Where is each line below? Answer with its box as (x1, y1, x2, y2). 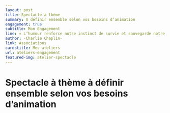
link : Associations (5, 41, 47, 46)
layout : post (5, 7, 33, 13)
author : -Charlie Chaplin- (5, 36, 63, 41)
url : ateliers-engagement (5, 50, 60, 55)
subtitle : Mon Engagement (5, 26, 60, 32)
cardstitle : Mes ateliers (5, 45, 60, 50)
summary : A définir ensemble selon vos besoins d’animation (5, 17, 136, 22)
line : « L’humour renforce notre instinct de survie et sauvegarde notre (5, 31, 165, 36)
